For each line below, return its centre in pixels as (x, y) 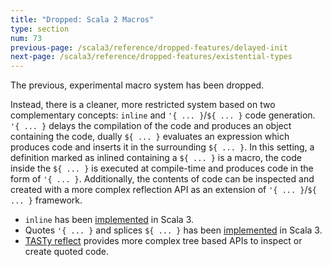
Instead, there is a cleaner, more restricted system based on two (143, 105)
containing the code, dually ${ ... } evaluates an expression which (150, 137)
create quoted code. (67, 252)
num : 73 (26, 38)
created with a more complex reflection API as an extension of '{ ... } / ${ (163, 190)
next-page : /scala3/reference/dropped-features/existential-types (151, 57)
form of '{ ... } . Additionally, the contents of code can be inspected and (162, 179)
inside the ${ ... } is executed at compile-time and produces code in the (162, 168)
